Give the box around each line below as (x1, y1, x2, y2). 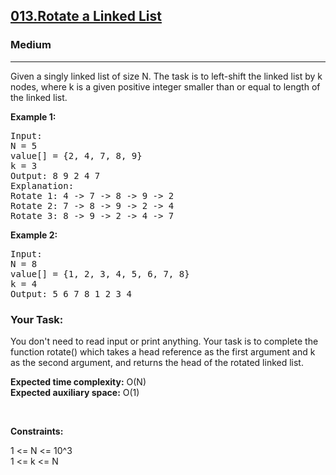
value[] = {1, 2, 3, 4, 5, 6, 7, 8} (10, 268, 190, 279)
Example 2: (10, 229, 58, 241)
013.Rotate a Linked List (10, 8, 162, 25)
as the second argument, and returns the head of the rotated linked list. (10, 356, 304, 368)
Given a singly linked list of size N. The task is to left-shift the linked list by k (10, 70, 323, 82)
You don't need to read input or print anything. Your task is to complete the (10, 335, 319, 347)
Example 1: (10, 110, 57, 123)
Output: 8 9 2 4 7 (10, 170, 101, 181)
